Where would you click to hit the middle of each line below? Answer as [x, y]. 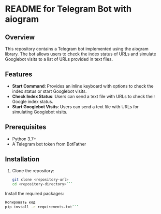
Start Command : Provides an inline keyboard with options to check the [83, 86]
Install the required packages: [35, 194]
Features [19, 74]
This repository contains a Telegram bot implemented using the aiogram [77, 49]
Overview [20, 37]
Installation [22, 159]
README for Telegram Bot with [68, 9]
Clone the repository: [33, 171]
